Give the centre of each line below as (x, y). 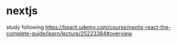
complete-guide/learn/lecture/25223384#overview (69, 33)
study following (25, 27)
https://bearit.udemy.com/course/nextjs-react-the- (108, 27)
